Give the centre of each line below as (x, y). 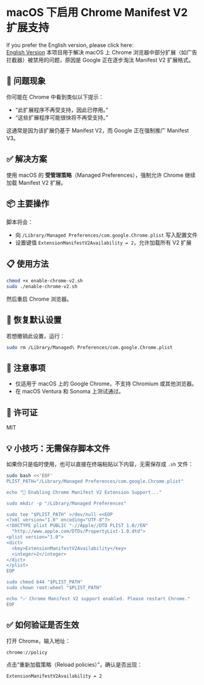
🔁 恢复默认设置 (34, 320)
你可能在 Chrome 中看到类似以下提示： (55, 97)
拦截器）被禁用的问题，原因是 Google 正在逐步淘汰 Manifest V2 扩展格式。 (100, 60)
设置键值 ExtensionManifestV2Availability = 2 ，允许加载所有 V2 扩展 (103, 243)
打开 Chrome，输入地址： (39, 640)
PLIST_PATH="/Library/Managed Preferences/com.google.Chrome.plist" (95, 481)
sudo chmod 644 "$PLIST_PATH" (45, 582)
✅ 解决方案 (27, 159)
